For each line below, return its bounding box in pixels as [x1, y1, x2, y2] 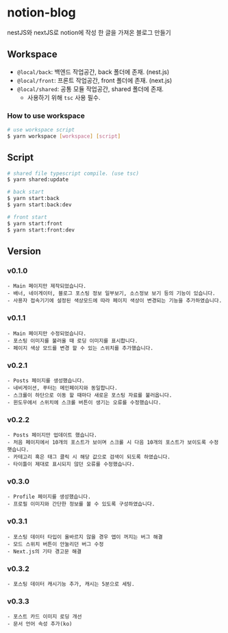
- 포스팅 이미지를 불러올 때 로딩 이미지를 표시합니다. [7, 337, 138, 344]
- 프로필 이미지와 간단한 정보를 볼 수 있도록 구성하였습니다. [7, 501, 155, 508]
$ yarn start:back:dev [7, 201, 72, 208]
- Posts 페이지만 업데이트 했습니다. [7, 432, 98, 439]
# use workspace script [7, 127, 75, 134]
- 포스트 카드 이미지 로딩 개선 [7, 613, 82, 621]
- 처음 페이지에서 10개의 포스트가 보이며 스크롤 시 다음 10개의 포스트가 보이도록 [7, 439, 207, 446]
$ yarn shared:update [7, 176, 69, 183]
